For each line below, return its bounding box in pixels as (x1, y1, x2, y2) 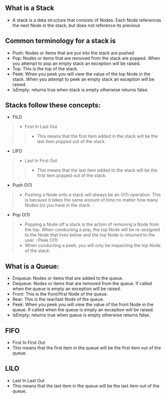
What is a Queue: (5, 262, 59, 270)
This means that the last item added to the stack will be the (37, 167, 158, 173)
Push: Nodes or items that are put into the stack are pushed (12, 50, 134, 56)
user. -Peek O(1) (24, 237, 58, 243)
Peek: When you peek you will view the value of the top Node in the (12, 71, 151, 77)
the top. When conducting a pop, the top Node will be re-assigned (24, 227, 160, 233)
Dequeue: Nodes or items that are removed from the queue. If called (12, 281, 152, 287)
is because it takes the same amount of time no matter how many (24, 197, 159, 203)
